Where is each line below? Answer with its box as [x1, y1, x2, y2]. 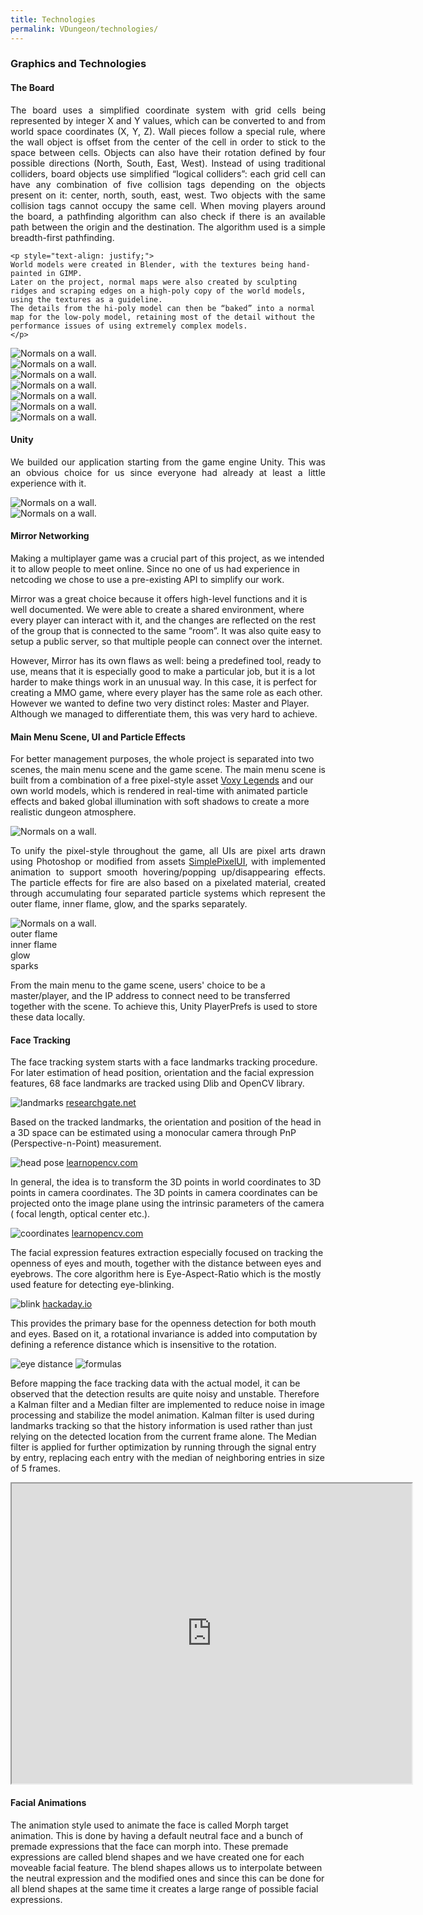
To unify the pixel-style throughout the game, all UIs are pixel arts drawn [10, 845, 326, 857]
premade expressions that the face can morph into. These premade [10, 1840, 289, 1852]
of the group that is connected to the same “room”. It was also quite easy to [10, 625, 322, 637]
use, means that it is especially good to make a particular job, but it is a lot [10, 666, 316, 678]
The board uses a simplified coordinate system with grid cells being [10, 104, 326, 116]
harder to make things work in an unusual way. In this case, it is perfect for [10, 676, 318, 688]
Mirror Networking [10, 530, 90, 542]
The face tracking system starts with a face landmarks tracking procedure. [10, 1056, 318, 1068]
